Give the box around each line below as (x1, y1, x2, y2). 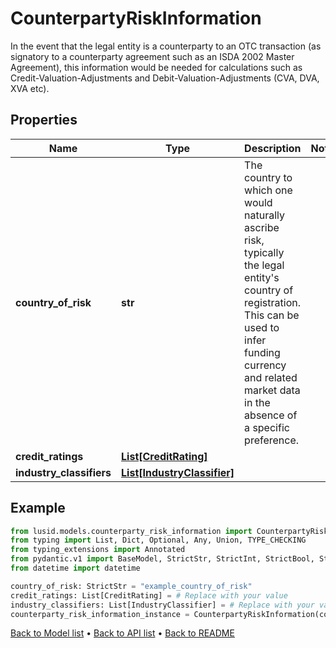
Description (244, 141, 302, 155)
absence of (244, 408, 298, 422)
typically (244, 245, 285, 259)
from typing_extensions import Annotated (10, 545, 186, 555)
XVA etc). (10, 82, 50, 94)
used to (244, 320, 280, 334)
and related (244, 370, 298, 384)
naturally (244, 208, 286, 222)
